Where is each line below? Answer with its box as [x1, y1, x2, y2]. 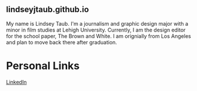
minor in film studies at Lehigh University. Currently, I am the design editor [6, 26, 186, 33]
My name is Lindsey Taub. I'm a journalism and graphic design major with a [6, 20, 189, 27]
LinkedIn [6, 78, 27, 85]
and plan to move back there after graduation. [6, 38, 118, 45]
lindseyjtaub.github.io [6, 5, 89, 15]
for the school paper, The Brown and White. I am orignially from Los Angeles [6, 32, 191, 40]
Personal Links [6, 60, 80, 72]
